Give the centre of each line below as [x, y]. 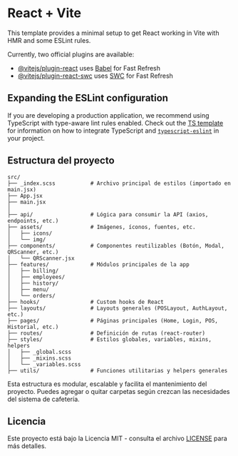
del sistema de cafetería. [43, 399]
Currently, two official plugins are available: [71, 54]
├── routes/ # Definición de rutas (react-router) [106, 333]
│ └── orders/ [31, 295]
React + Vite [45, 13]
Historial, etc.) [33, 327]
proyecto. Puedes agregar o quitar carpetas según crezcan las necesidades [119, 391]
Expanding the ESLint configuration [88, 98]
